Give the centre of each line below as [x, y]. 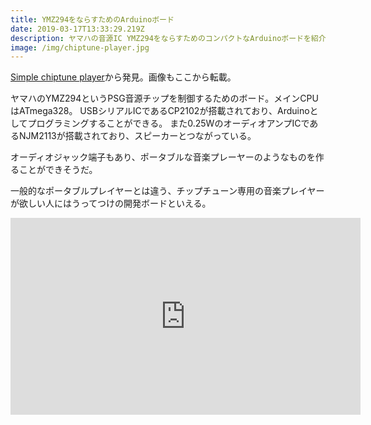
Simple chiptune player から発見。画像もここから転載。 [123, 77]
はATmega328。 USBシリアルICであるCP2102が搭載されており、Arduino [160, 111]
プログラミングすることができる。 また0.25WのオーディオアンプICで [168, 123]
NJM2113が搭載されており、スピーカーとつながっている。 [137, 136]
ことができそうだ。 [58, 170]
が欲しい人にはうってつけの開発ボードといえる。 [111, 203]
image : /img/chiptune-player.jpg [80, 47]
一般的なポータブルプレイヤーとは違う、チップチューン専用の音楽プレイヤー [167, 191]
